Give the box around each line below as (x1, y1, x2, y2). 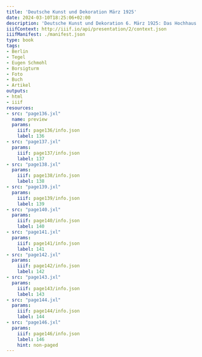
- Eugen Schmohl (6, 59, 47, 66)
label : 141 (17, 246, 45, 252)
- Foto (6, 71, 23, 77)
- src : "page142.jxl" (6, 251, 61, 258)
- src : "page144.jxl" (6, 297, 61, 303)
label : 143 (17, 291, 45, 297)
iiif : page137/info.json (17, 150, 80, 156)
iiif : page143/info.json (17, 285, 80, 291)
